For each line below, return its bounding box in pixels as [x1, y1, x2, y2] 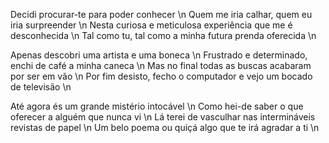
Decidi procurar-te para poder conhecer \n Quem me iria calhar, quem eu [10, 9, 313, 20]
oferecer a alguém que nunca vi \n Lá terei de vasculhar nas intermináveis [10, 111, 316, 123]
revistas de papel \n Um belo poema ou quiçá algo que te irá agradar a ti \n [10, 122, 320, 133]
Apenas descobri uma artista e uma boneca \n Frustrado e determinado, [10, 49, 308, 61]
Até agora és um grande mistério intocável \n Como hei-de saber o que [10, 100, 304, 112]
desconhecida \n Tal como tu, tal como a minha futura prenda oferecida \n [10, 30, 317, 41]
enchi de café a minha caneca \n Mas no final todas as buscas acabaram [10, 60, 312, 71]
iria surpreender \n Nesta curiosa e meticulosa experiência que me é [10, 19, 293, 31]
